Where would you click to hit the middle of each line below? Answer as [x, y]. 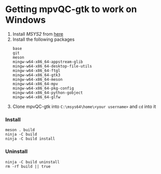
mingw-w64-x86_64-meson [38, 79]
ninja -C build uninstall [32, 162]
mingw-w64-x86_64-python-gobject [48, 93]
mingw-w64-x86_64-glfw [36, 97]
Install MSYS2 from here [38, 34]
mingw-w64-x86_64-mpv [35, 84]
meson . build [20, 130]
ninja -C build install [30, 139]
